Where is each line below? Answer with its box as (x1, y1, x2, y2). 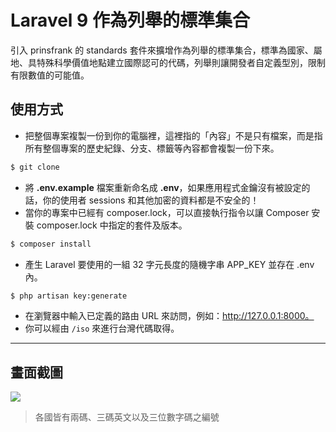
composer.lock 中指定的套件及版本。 (36, 219, 188, 231)
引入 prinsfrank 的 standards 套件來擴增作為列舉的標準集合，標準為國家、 (10, 44, 314, 56)
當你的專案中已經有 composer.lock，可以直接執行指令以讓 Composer (24, 206, 310, 218)
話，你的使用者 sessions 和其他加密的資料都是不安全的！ (24, 194, 260, 206)
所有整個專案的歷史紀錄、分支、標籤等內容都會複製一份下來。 (24, 142, 280, 154)
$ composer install (10, 239, 92, 249)
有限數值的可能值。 (10, 69, 90, 81)
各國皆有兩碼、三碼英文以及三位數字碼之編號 (34, 411, 220, 423)
